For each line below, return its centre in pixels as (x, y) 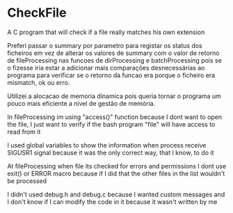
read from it (24, 132)
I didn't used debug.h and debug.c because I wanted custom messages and (116, 194)
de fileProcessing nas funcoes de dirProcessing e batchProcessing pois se (115, 60)
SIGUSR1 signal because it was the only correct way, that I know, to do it (111, 152)
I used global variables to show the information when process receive (107, 145)
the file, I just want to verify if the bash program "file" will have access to (111, 124)
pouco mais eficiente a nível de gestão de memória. (81, 103)
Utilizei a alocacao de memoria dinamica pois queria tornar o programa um (114, 96)
